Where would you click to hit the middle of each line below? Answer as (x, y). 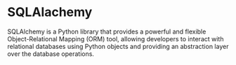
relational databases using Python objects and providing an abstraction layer (118, 46)
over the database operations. (51, 54)
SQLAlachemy (50, 12)
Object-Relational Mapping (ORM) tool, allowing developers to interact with (116, 38)
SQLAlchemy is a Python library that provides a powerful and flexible (107, 31)
